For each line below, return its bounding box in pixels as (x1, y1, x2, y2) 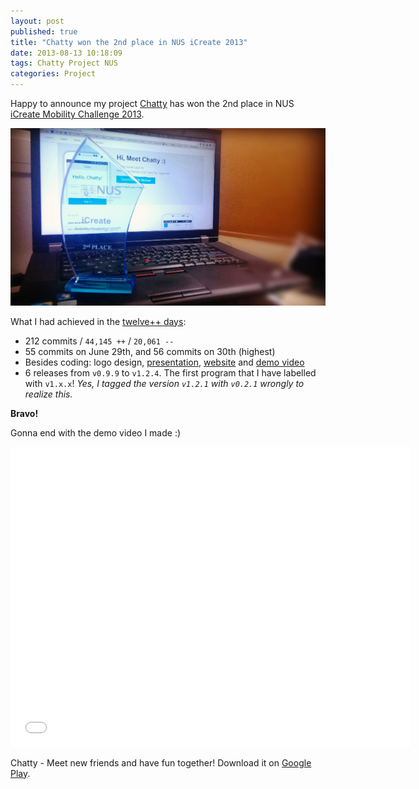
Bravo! (10, 407, 39, 419)
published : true (10, 26, 78, 37)
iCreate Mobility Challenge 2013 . (10, 108, 145, 120)
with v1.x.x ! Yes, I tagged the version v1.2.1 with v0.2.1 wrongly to (24, 377, 305, 389)
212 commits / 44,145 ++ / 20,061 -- (24, 335, 175, 347)
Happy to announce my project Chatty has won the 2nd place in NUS (10, 98, 295, 109)
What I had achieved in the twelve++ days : (10, 315, 187, 327)
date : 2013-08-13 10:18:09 (10, 48, 123, 58)
